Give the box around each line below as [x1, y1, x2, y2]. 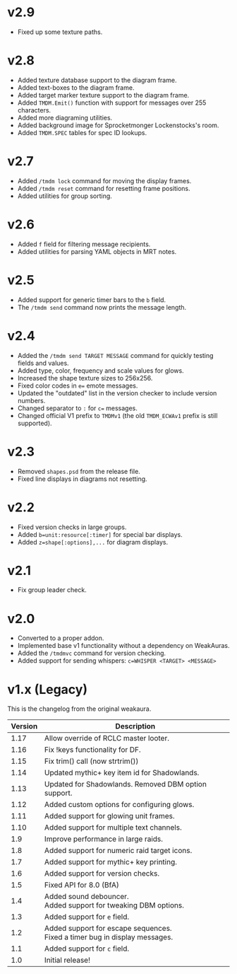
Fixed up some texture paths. [17, 28, 103, 36]
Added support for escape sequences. [44, 924, 172, 934]
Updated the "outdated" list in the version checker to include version [17, 388, 217, 397]
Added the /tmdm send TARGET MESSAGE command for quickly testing [17, 351, 214, 359]
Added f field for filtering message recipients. [17, 240, 151, 248]
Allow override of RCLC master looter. [44, 734, 169, 743]
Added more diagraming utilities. [17, 113, 113, 122]
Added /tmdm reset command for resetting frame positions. [17, 184, 190, 192]
